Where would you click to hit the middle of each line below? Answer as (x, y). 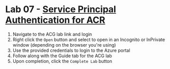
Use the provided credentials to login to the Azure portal (71, 50)
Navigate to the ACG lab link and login (52, 34)
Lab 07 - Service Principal (61, 9)
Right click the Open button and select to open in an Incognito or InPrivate (89, 40)
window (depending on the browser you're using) (64, 45)
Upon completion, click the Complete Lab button (62, 61)
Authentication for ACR (55, 20)
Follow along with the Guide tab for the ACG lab (62, 56)
